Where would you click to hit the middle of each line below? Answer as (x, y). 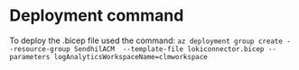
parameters (30, 57)
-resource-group (40, 49)
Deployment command (97, 16)
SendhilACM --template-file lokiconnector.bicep (169, 49)
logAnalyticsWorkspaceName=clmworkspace (131, 57)
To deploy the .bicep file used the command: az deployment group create (146, 40)
